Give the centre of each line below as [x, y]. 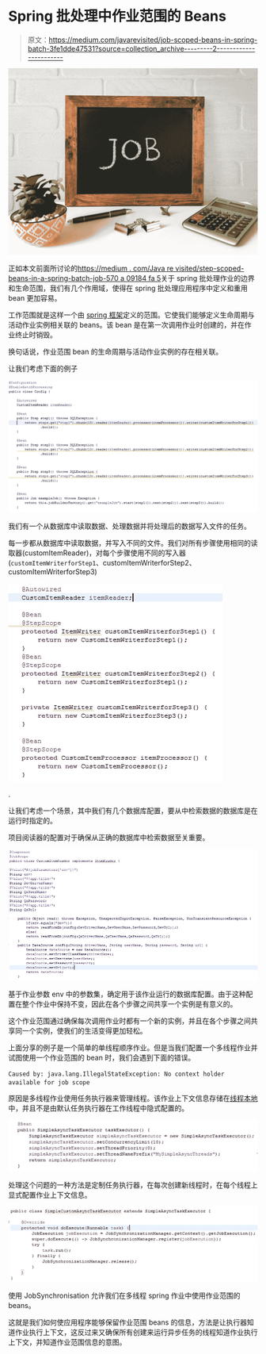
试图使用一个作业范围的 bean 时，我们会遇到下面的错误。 [102, 1057]
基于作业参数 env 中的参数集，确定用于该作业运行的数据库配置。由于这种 [127, 994]
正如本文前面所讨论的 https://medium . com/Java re [91, 268]
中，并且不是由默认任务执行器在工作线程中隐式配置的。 [98, 1108]
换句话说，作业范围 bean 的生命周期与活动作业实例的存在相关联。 [116, 352]
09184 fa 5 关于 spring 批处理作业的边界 [190, 278]
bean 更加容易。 [35, 298]
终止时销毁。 [36, 335]
